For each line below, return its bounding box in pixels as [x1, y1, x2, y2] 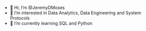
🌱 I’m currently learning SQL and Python [9, 20, 93, 26]
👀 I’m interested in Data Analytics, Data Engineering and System [9, 10, 141, 16]
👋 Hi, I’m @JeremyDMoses [9, 5, 65, 10]
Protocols [9, 15, 30, 21]
